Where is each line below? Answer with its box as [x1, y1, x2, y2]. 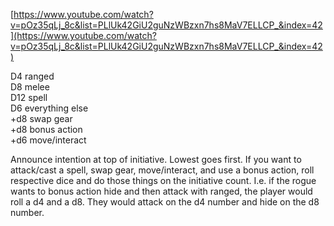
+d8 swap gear [10, 113, 73, 124]
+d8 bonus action [10, 124, 83, 135]
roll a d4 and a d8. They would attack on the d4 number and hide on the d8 [10, 196, 320, 208]
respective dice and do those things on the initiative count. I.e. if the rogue [10, 175, 317, 186]
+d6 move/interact [10, 134, 87, 146]
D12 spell [10, 92, 48, 103]
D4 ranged [10, 70, 55, 82]
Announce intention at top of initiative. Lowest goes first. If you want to [10, 154, 302, 165]
